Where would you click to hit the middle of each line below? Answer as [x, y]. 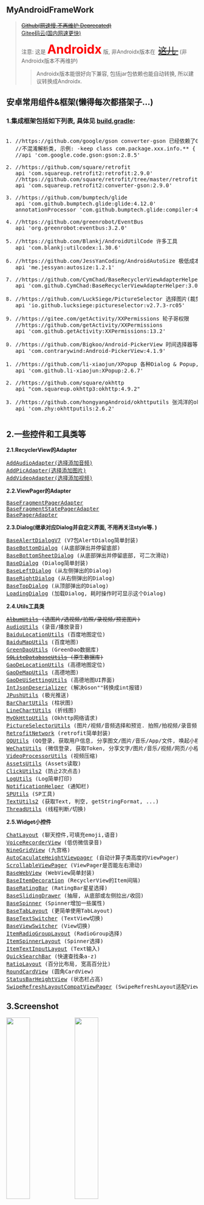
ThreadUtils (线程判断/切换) [46, 809]
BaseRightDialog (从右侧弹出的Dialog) [61, 579]
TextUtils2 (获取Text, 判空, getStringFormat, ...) [83, 802]
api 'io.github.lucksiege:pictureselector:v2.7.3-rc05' [100, 305]
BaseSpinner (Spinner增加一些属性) [56, 903]
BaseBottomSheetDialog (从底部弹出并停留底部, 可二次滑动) [88, 556]
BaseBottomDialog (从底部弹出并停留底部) [63, 548]
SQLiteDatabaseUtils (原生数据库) [55, 657]
